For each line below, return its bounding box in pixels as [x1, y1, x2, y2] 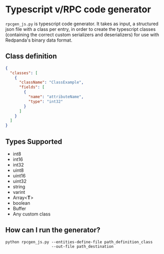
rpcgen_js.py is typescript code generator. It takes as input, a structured [5, 21, 158, 27]
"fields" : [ [19, 85, 45, 90]
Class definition [5, 52, 57, 61]
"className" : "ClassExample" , [19, 80, 84, 85]
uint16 [12, 172, 26, 178]
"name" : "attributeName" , [28, 94, 84, 99]
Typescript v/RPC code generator [5, 4, 151, 15]
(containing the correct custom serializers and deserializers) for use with [5, 31, 159, 38]
